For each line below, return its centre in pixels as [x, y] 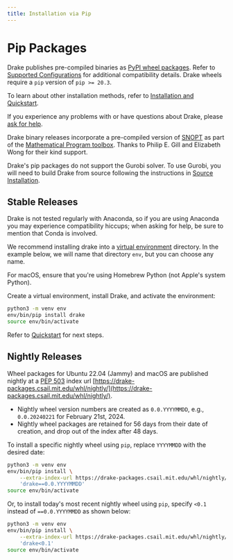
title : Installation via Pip [49, 14]
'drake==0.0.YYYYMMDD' [52, 484]
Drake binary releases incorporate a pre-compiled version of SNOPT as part [116, 137]
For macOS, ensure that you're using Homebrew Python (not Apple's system [116, 275]
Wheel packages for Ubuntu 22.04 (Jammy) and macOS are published [108, 373]
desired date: [26, 452]
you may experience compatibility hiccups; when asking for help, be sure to [115, 226]
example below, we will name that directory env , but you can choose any [110, 254]
